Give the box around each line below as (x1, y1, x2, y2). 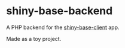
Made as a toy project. (6, 35, 62, 42)
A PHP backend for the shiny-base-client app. (6, 24, 120, 31)
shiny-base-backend (6, 4, 113, 18)
